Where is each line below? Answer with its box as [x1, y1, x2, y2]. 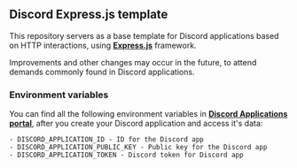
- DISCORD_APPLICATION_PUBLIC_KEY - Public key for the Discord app [9, 143, 268, 152]
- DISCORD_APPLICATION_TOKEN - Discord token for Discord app [9, 150, 244, 160]
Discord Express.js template [9, 7, 168, 22]
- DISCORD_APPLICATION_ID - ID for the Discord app [9, 135, 204, 144]
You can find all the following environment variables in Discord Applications [9, 109, 288, 119]
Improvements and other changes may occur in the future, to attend [9, 57, 257, 67]
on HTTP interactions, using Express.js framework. [9, 40, 197, 50]
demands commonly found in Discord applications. [9, 66, 195, 77]
